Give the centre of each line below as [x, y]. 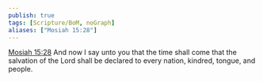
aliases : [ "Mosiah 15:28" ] [53, 30]
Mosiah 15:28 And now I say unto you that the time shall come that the [123, 53]
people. [21, 69]
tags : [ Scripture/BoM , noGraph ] [61, 23]
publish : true [32, 15]
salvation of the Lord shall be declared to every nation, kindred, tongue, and [132, 61]
